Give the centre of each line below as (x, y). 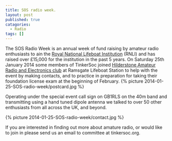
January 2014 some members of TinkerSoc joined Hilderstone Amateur (80, 65)
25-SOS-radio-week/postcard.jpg (41, 87)
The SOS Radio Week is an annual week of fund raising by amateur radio (82, 48)
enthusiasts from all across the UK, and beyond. (56, 107)
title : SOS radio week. (31, 10)
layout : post (19, 15)
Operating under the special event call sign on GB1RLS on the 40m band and (86, 96)
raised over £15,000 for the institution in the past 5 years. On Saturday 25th (85, 59)
